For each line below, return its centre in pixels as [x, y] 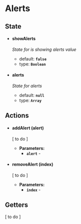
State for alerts [27, 86]
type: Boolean [33, 64]
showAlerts [24, 39]
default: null [32, 95]
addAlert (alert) [28, 128]
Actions [17, 116]
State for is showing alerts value [44, 49]
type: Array [30, 100]
